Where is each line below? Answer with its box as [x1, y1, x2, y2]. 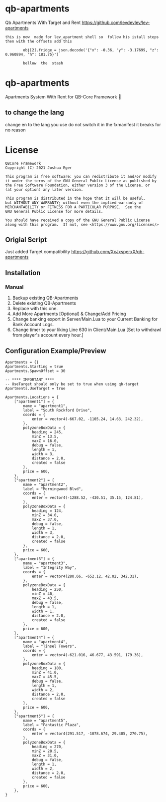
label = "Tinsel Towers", [23, 644, 77, 649]
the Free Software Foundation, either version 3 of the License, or [5, 183, 150, 188]
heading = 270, [31, 744, 64, 749]
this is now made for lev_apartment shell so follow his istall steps [5, 34, 159, 39]
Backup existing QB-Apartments [12, 295, 79, 301]
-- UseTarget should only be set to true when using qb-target [5, 382, 139, 387]
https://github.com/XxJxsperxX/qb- [71, 249, 145, 255]
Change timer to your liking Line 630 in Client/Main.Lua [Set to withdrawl [12, 327, 162, 333]
